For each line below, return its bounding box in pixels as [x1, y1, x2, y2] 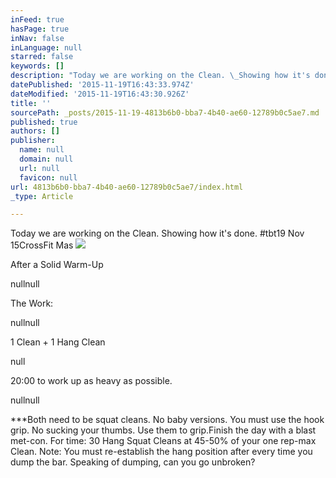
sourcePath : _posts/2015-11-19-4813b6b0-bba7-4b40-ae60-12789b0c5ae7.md [10, 107, 320, 118]
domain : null [19, 154, 74, 164]
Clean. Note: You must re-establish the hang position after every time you [10, 446, 313, 458]
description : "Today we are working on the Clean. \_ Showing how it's [10, 71, 311, 81]
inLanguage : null [10, 42, 83, 53]
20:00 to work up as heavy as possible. [10, 375, 173, 387]
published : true [10, 117, 78, 127]
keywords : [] [10, 61, 65, 71]
